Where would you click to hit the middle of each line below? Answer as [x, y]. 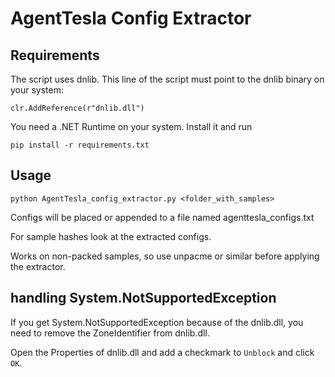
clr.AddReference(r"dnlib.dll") [77, 108]
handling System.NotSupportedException [143, 298]
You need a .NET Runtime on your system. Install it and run [131, 126]
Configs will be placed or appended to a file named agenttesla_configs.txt [162, 217]
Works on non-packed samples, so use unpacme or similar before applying [165, 256]
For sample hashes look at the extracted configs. [111, 236]
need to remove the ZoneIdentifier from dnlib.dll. [110, 333]
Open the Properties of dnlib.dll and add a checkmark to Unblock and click [162, 352]
